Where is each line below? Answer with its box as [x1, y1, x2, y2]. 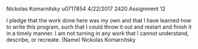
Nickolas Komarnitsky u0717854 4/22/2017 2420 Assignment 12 [6, 5, 166, 12]
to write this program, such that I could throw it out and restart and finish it [6, 24, 192, 30]
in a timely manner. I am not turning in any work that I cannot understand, [6, 30, 189, 37]
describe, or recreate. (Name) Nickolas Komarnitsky [6, 36, 136, 43]
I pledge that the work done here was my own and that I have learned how [6, 17, 192, 24]
